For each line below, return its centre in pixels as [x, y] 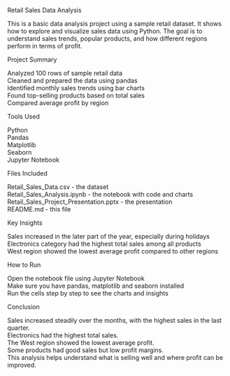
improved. [22, 365]
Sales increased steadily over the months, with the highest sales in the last [115, 320]
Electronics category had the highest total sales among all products [104, 244]
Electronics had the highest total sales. [63, 335]
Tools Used [23, 116]
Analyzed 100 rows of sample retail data [65, 73]
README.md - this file [39, 209]
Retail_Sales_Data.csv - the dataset [58, 187]
